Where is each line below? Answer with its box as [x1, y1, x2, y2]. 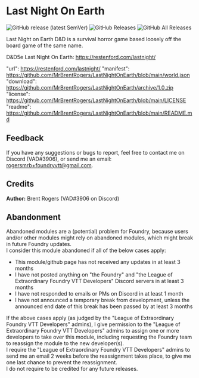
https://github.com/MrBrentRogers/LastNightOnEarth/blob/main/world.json [6, 71, 191, 78]
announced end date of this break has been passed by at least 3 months [14, 303, 193, 310]
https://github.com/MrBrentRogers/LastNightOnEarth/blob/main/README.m [6, 109, 192, 116]
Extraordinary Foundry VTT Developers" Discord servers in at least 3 [14, 278, 184, 285]
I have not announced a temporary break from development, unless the [14, 297, 190, 304]
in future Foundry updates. [6, 241, 71, 248]
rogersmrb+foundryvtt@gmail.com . [6, 161, 94, 168]
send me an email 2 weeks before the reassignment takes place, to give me [6, 352, 192, 359]
